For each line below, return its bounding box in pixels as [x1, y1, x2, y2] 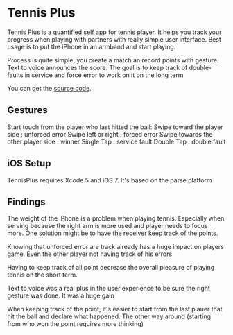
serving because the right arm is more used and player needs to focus [7, 222, 208, 230]
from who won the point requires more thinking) [7, 320, 144, 328]
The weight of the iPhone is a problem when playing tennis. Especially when [7, 214, 225, 223]
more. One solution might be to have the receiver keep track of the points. [7, 229, 218, 237]
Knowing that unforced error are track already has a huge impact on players [7, 243, 224, 251]
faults [7, 71, 24, 79]
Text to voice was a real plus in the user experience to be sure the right [7, 284, 210, 293]
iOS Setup [7, 157, 51, 169]
